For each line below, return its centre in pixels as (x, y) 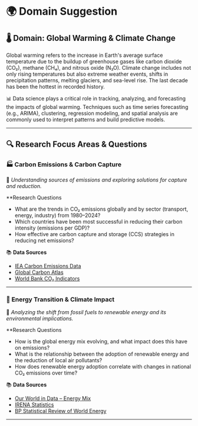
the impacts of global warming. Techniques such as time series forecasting (97, 107)
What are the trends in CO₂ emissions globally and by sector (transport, (101, 209)
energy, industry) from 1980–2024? (57, 215)
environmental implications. (40, 318)
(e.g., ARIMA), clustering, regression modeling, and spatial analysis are (92, 113)
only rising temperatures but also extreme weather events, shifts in (87, 74)
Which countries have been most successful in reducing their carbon (98, 221)
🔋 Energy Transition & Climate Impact (60, 299)
